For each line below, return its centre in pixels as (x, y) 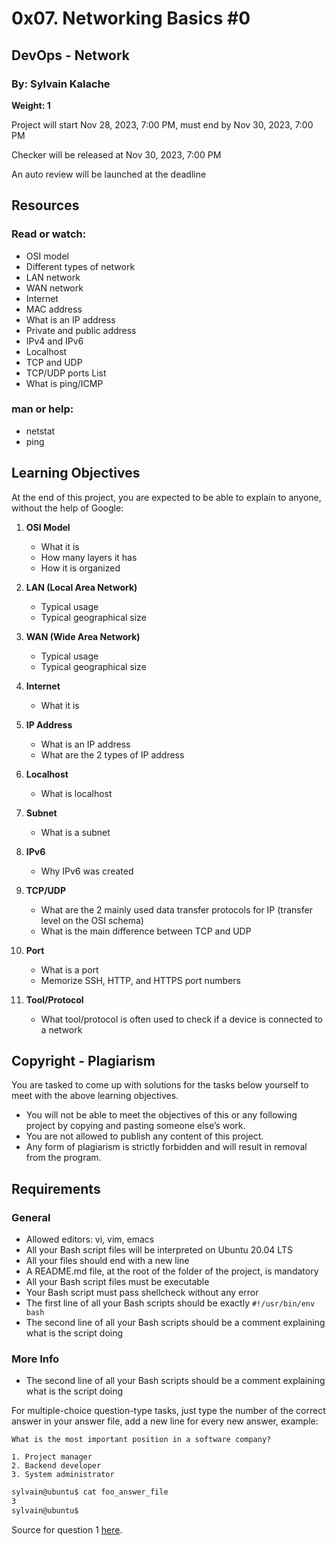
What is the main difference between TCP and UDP (146, 931)
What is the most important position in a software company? (141, 1440)
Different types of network (80, 266)
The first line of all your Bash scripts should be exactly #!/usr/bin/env (170, 1303)
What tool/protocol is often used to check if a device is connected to (181, 1019)
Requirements (56, 1188)
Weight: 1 (31, 105)
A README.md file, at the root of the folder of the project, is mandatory (172, 1271)
